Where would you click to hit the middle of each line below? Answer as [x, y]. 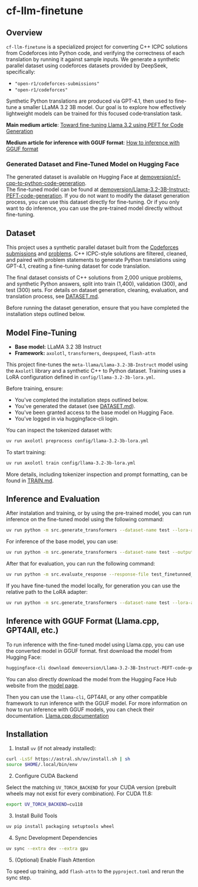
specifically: [21, 72]
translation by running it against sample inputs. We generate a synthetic [93, 59]
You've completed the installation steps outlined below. [82, 400]
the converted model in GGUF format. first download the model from [89, 651]
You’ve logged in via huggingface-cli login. [67, 418]
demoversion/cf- [160, 177]
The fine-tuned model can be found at [52, 189]
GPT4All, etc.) [32, 630]
